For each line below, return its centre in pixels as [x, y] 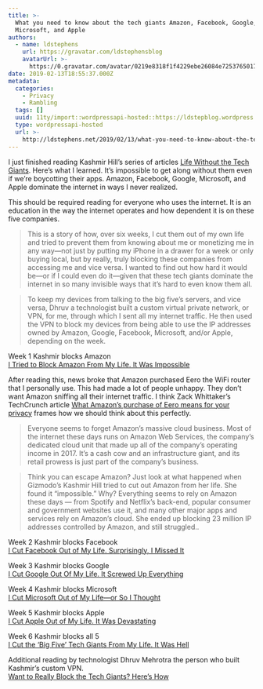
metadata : [24, 81]
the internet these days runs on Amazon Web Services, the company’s [141, 436]
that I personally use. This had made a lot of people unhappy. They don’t [125, 388]
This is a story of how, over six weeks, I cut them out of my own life [136, 234]
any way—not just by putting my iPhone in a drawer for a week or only [141, 250]
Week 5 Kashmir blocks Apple [56, 612]
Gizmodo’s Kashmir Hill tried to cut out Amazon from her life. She [132, 485]
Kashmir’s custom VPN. [46, 668]
